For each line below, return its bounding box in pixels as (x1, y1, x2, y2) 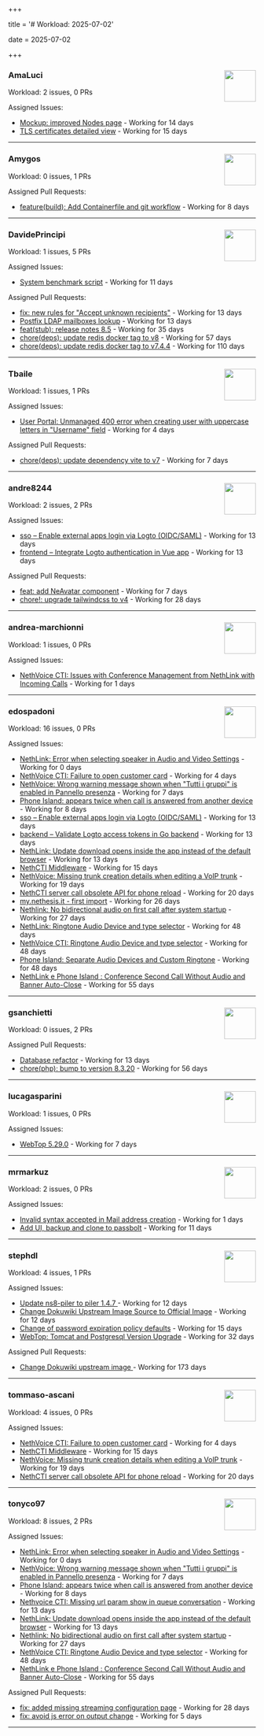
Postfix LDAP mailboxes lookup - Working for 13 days (19, 316, 192, 325)
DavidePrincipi (8, 229, 66, 240)
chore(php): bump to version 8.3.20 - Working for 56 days (19, 1064, 208, 1073)
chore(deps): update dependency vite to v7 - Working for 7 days (19, 456, 229, 465)
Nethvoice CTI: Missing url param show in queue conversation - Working (19, 1597, 255, 1606)
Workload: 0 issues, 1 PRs (8, 171, 92, 181)
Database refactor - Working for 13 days (19, 1056, 150, 1065)
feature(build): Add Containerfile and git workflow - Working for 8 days (19, 202, 250, 211)
